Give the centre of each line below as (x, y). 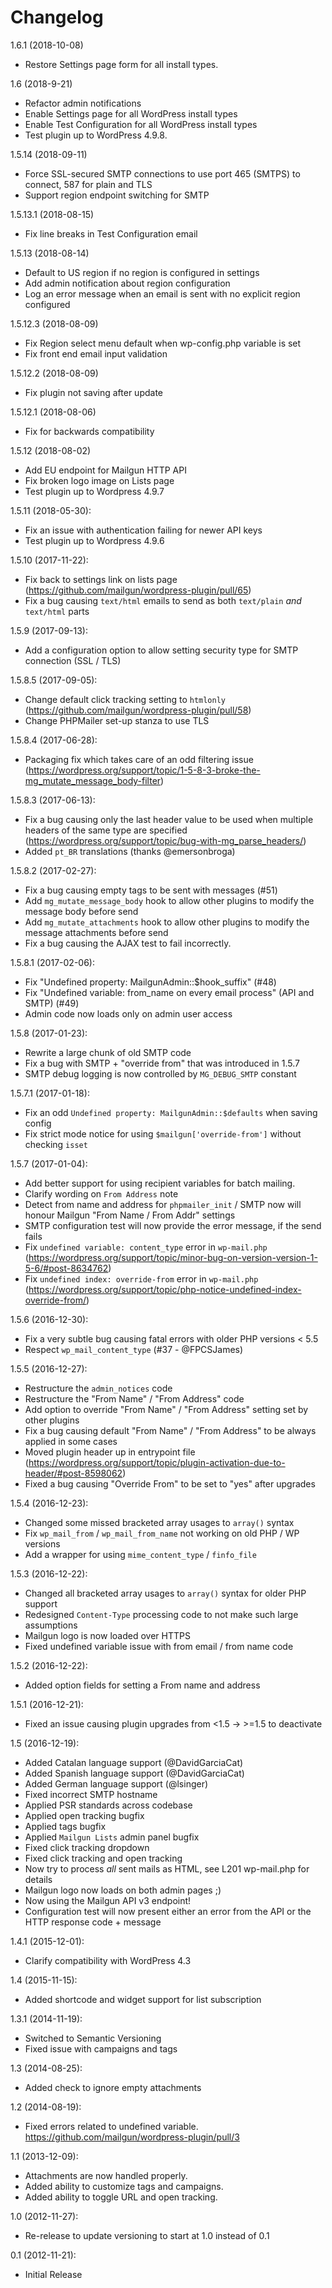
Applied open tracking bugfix (84, 1815)
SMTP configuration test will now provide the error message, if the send (173, 1225)
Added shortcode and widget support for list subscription (143, 1999)
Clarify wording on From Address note (101, 1193)
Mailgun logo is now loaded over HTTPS (107, 1635)
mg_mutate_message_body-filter (93, 780)
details (38, 1879)
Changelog (57, 17)
